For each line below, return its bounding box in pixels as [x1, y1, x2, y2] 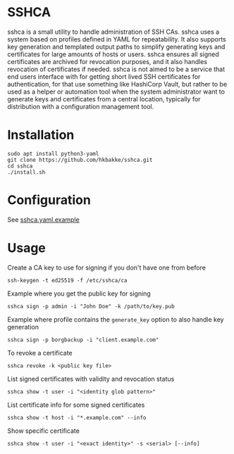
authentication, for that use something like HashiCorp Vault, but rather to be [7, 80, 228, 88]
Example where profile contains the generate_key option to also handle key [7, 315, 224, 324]
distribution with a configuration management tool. [7, 102, 154, 111]
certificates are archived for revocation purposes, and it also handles [7, 57, 208, 65]
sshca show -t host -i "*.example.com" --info [7, 414, 147, 421]
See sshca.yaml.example [7, 215, 80, 224]
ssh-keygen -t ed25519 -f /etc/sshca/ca [7, 277, 128, 284]
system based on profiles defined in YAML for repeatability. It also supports [7, 34, 227, 43]
